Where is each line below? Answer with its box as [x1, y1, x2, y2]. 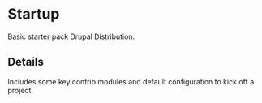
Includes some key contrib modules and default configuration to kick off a [7, 76, 255, 86]
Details [7, 55, 44, 69]
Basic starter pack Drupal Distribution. [7, 32, 135, 41]
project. [7, 85, 34, 95]
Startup [7, 5, 60, 24]
